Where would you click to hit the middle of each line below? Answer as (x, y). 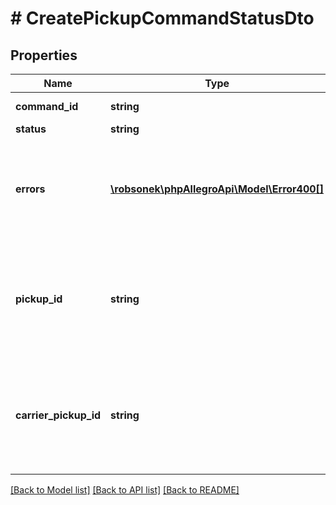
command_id (47, 106)
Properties (44, 55)
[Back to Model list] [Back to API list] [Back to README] (125, 490)
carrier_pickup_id (58, 415)
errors (30, 189)
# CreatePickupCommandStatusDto (162, 18)
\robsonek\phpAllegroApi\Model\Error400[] (217, 189)
